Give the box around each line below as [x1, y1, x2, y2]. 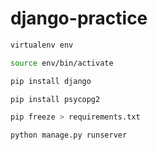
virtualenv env [10, 40, 74, 50]
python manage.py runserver [10, 130, 128, 141]
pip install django [10, 76, 92, 86]
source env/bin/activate [10, 58, 114, 68]
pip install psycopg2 [10, 94, 101, 104]
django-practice [10, 7, 148, 30]
